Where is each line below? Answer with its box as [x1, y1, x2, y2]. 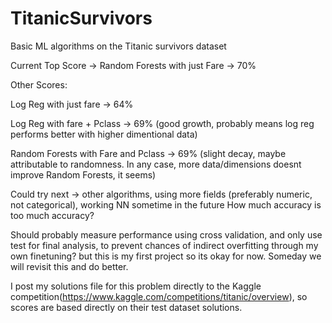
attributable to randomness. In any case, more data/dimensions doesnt [10, 158, 302, 170]
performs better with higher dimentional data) [10, 128, 198, 140]
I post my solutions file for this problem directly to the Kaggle [10, 280, 262, 292]
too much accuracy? [10, 209, 95, 221]
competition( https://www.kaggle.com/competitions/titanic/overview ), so [10, 290, 308, 302]
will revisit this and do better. [10, 260, 129, 272]
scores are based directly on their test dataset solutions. [10, 301, 243, 313]
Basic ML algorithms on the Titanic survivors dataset [10, 40, 227, 52]
